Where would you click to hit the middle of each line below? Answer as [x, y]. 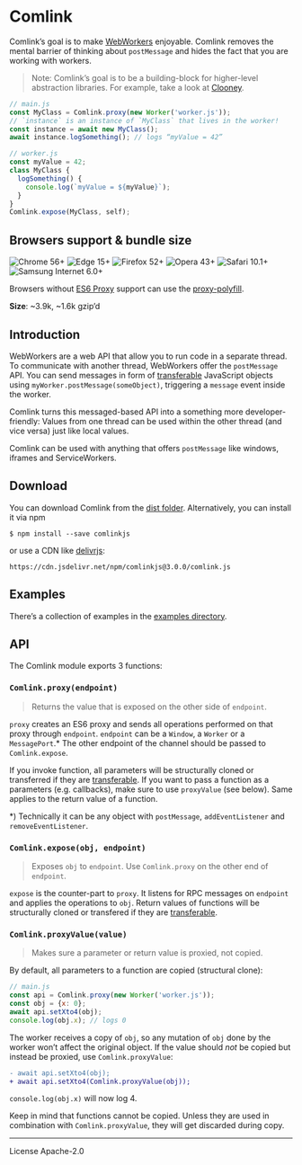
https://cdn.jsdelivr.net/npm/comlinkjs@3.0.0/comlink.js [120, 567]
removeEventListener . [49, 825]
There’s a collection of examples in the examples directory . [118, 616]
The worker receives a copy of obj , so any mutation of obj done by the [140, 1037]
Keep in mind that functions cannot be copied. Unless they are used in [139, 1116]
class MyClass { [40, 171]
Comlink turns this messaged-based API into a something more [127, 412]
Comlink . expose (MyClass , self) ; [70, 212]
